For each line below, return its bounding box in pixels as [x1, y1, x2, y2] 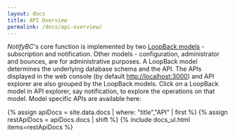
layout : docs [7, 10, 46, 18]
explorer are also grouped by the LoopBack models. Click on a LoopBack [7, 80, 219, 88]
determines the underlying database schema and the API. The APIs [7, 64, 202, 74]
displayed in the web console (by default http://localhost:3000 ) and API [7, 72, 215, 81]
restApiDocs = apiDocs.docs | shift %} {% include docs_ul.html [7, 116, 190, 124]
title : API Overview [7, 17, 68, 24]
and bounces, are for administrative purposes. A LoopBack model [7, 57, 198, 66]
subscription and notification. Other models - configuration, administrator [7, 50, 220, 58]
